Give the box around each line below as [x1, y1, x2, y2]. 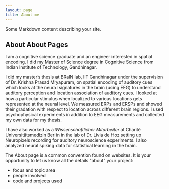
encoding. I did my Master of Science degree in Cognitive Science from [5, 59, 154, 65]
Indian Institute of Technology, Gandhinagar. [5, 64, 97, 70]
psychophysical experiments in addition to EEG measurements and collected [5, 112, 164, 118]
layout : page [5, 7, 33, 13]
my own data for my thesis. [5, 117, 62, 123]
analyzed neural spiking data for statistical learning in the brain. [5, 143, 137, 149]
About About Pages [5, 40, 68, 49]
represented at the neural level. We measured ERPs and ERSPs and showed [5, 101, 162, 107]
